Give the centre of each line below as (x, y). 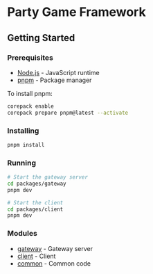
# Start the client (35, 202)
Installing (23, 131)
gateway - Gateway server (55, 248)
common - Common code (54, 263)
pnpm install (26, 145)
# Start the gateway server (48, 177)
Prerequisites (30, 58)
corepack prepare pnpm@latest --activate (68, 113)
